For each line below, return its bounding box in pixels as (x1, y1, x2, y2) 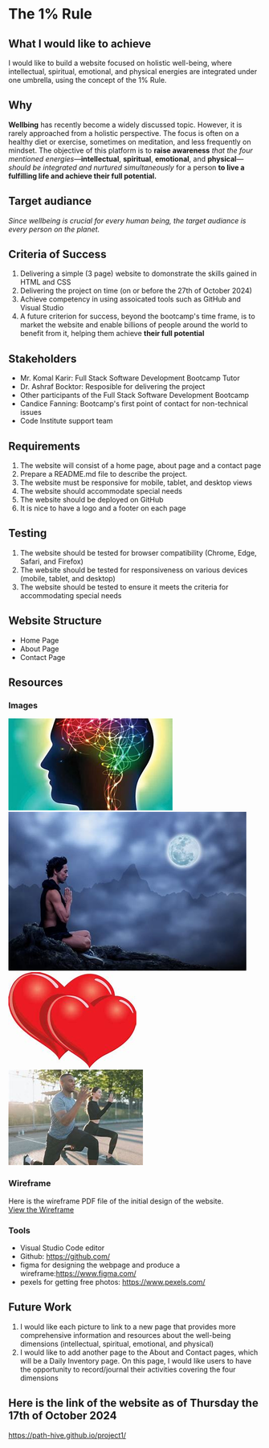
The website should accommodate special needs (19, 486, 183, 496)
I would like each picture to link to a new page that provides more (19, 1322, 236, 1331)
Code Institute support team (19, 416, 113, 426)
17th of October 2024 (8, 1409, 117, 1423)
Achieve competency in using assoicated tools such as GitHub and (19, 294, 241, 304)
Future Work (8, 1300, 72, 1315)
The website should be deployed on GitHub (19, 495, 164, 505)
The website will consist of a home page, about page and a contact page (19, 461, 262, 470)
